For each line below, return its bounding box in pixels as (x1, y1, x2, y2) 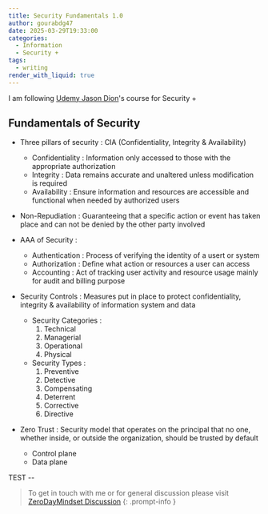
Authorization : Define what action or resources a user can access (31, 259, 250, 269)
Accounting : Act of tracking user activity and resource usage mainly (31, 267, 258, 277)
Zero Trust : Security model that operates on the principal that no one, (19, 425, 251, 435)
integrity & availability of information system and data (19, 300, 196, 310)
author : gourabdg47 (8, 19, 74, 27)
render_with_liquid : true (8, 71, 94, 79)
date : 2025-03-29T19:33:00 (8, 26, 98, 34)
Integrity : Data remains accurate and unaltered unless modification (31, 170, 254, 180)
